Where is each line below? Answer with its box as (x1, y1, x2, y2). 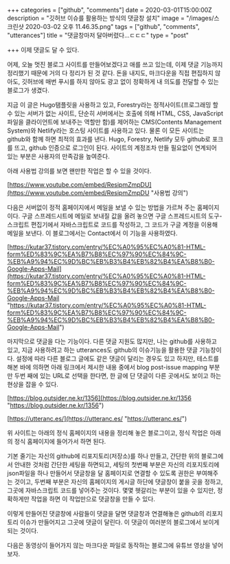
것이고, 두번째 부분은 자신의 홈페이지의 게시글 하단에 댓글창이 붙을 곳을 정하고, (14, 477, 223, 486)
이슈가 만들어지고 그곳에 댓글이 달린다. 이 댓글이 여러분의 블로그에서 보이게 (19, 518, 220, 526)
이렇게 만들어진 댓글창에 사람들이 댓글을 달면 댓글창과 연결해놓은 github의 (7, 510, 205, 517)
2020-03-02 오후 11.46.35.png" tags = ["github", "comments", (25, 23, 200, 30)
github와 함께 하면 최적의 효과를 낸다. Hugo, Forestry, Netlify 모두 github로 (7, 135, 211, 143)
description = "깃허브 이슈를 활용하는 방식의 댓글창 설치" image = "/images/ (7, 14, 214, 22)
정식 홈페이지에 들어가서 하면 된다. (14, 438, 106, 445)
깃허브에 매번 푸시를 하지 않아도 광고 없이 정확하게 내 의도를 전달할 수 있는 (21, 78, 220, 85)
